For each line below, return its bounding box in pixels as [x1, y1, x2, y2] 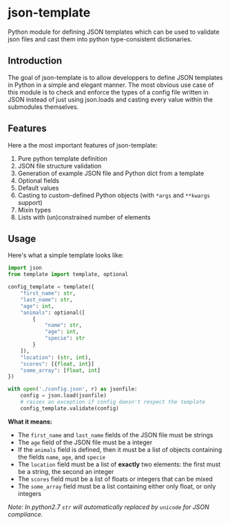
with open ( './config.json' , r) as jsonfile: [8, 386, 138, 393]
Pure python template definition [17, 154, 107, 163]
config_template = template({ [8, 284, 95, 290]
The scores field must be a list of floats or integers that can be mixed [17, 475, 213, 483]
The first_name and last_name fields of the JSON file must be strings [17, 430, 213, 439]
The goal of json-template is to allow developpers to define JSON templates [8, 73, 223, 81]
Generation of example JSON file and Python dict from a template [17, 169, 205, 177]
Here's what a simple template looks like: [8, 251, 124, 259]
